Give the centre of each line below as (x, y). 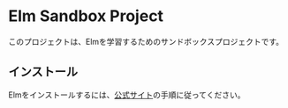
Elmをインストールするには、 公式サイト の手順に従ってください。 (127, 95)
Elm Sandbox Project (86, 16)
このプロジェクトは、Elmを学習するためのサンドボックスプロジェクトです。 (146, 41)
